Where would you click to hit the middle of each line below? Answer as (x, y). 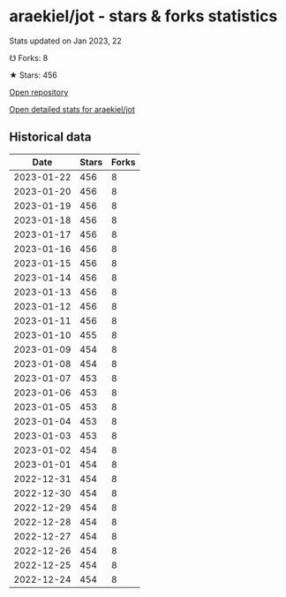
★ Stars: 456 (33, 75)
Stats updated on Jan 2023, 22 (65, 41)
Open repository (39, 92)
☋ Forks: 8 (29, 57)
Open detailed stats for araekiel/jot (72, 109)
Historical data (50, 138)
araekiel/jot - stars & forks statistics (143, 16)
